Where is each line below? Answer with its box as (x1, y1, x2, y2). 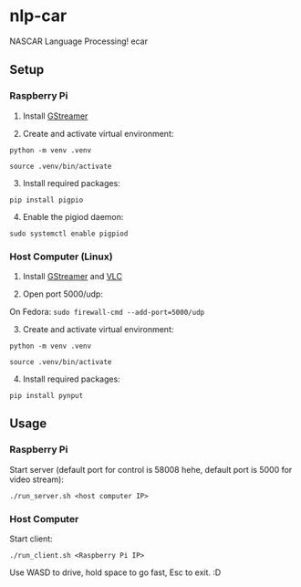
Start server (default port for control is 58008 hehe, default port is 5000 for (9, 464, 293, 475)
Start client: (9, 533, 53, 544)
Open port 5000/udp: (22, 288, 103, 299)
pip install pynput (9, 391, 84, 400)
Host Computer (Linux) (9, 250, 113, 263)
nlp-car (9, 5, 67, 26)
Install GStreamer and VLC (22, 270, 123, 281)
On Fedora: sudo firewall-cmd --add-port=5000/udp (9, 306, 205, 317)
